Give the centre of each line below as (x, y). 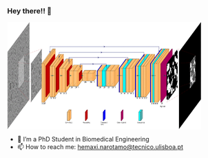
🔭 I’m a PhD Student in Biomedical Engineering (83, 139)
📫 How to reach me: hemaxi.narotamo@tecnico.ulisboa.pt (100, 147)
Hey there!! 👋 (30, 11)
